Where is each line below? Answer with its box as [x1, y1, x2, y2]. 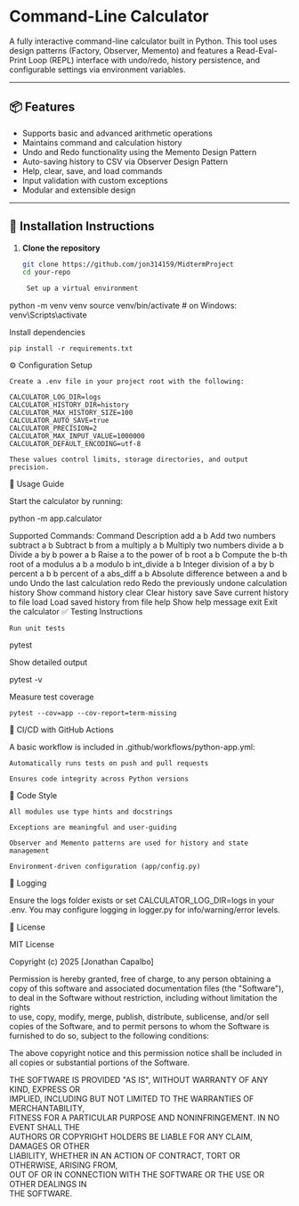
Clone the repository [21, 243, 101, 253]
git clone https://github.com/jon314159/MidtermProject [21, 260, 234, 268]
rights [9, 1002, 31, 1013]
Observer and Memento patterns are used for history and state [9, 838, 249, 848]
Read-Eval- [236, 45, 278, 55]
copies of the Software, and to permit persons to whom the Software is [9, 1021, 270, 1032]
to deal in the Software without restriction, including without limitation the [9, 993, 278, 1004]
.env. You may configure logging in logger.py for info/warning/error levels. [9, 904, 280, 915]
